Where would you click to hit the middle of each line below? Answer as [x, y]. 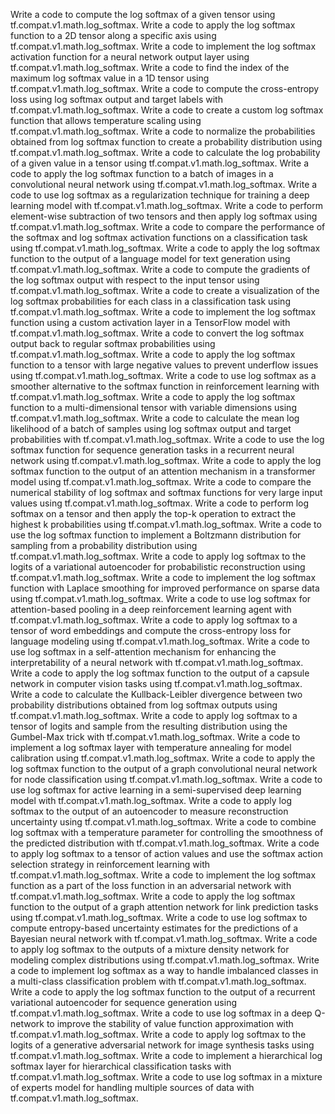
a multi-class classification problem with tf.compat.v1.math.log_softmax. [158, 981]
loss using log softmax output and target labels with [116, 99]
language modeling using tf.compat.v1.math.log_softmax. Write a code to [160, 641]
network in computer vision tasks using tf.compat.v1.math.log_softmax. [156, 683]
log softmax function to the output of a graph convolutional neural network [164, 768]
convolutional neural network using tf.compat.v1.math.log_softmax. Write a [164, 184]
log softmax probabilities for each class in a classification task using [150, 301]
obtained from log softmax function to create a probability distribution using [166, 142]
